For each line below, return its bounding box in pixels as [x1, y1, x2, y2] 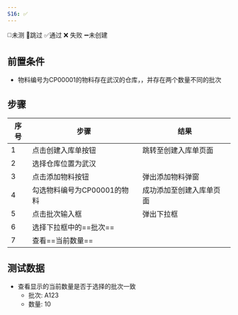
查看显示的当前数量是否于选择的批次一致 [17, 282, 136, 291]
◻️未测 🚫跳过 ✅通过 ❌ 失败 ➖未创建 [7, 30, 108, 39]
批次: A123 [28, 291, 59, 299]
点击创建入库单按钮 [31, 146, 96, 156]
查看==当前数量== [31, 236, 93, 246]
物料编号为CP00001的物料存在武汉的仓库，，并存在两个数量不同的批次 [17, 76, 222, 84]
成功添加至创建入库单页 [142, 185, 221, 195]
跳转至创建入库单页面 [142, 146, 214, 156]
